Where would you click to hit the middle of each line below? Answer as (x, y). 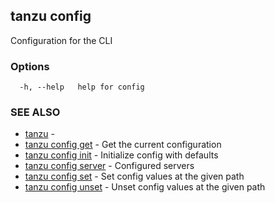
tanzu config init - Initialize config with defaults (121, 155)
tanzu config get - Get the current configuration (123, 145)
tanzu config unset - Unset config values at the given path (145, 187)
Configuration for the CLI (61, 40)
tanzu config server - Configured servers (109, 166)
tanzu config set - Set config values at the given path (134, 176)
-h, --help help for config (82, 87)
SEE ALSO (35, 112)
